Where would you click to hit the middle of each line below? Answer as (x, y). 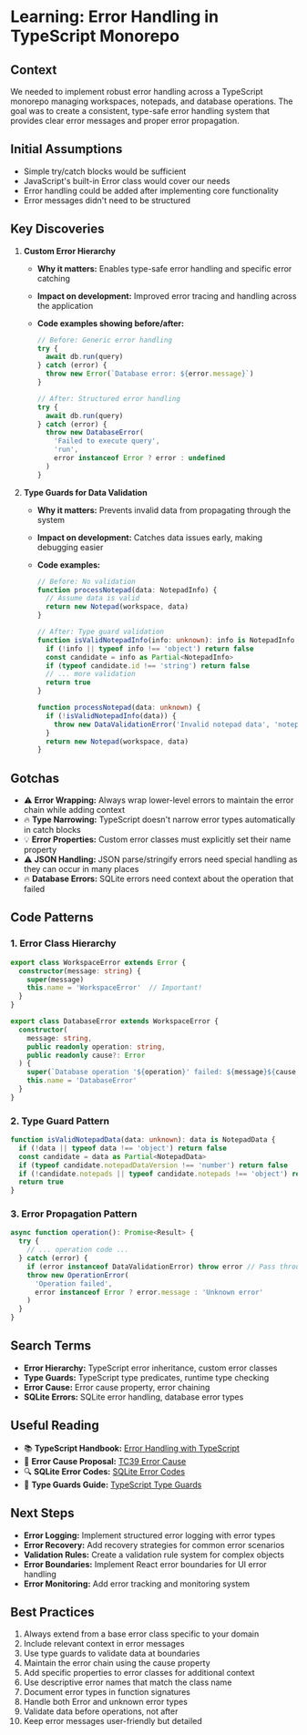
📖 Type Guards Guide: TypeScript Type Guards (113, 1484)
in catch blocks (52, 830)
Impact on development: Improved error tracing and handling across (167, 296)
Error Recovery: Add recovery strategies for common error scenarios (154, 1545)
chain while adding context (74, 810)
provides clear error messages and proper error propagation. (125, 121)
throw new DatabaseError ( (94, 433)
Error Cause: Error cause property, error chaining (117, 1387)
